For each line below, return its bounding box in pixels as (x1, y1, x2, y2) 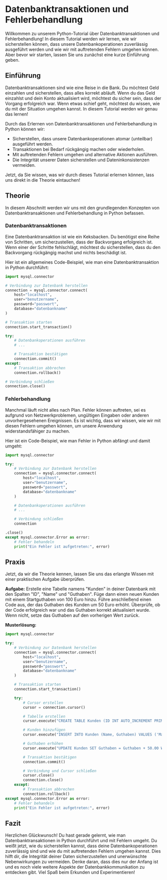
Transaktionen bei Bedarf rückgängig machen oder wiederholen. (12, 146, 145, 152)
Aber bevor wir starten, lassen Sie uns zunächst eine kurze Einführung (5, 51, 150, 58)
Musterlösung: (5, 622, 37, 628)
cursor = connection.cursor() (23, 705, 85, 710)
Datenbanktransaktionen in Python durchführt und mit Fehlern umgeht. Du (5, 838, 158, 844)
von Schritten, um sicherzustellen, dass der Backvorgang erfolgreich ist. (5, 239, 153, 245)
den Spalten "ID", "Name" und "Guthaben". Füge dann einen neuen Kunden (5, 591, 160, 597)
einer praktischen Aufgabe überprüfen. (5, 576, 85, 582)
